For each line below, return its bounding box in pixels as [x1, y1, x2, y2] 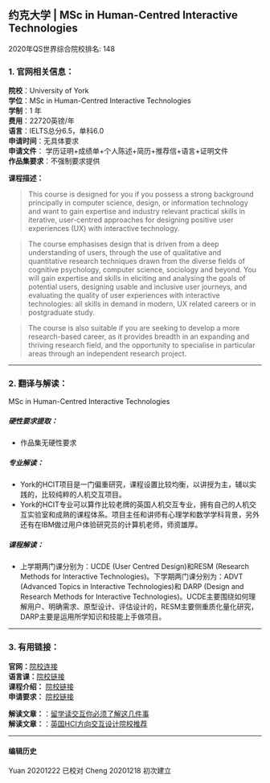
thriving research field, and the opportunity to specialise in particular [27, 340, 256, 350]
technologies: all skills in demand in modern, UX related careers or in [27, 299, 256, 309]
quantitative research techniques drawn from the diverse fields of [27, 257, 246, 266]
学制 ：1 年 [8, 106, 42, 116]
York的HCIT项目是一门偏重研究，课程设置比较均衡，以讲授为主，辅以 [19, 480, 250, 489]
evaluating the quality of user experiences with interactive [27, 291, 221, 300]
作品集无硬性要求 [19, 438, 77, 447]
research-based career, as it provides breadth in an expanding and [27, 332, 250, 341]
